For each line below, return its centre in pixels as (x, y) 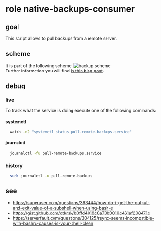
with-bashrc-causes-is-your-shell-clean (53, 223)
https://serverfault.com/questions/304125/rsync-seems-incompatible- (83, 218)
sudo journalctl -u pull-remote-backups (51, 176)
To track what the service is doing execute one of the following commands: (81, 110)
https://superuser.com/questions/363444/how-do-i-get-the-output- (81, 202)
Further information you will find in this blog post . (55, 71)
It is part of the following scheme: (39, 65)
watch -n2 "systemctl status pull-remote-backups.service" (71, 132)
